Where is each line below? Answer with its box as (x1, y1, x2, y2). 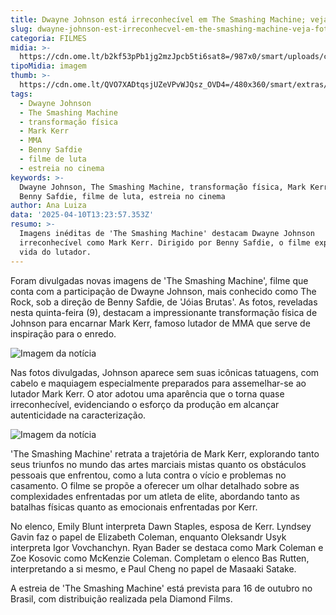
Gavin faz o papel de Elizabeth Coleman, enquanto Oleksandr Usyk (10, 531, 287, 543)
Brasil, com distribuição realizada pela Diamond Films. (10, 592, 233, 605)
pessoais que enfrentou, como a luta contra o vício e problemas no (10, 469, 287, 481)
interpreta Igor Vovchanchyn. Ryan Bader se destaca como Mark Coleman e (10, 541, 324, 553)
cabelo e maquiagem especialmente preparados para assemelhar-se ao (10, 377, 307, 389)
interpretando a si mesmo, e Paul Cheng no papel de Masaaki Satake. (10, 562, 297, 575)
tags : (10, 89, 33, 99)
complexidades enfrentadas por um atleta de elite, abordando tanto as (10, 490, 300, 502)
